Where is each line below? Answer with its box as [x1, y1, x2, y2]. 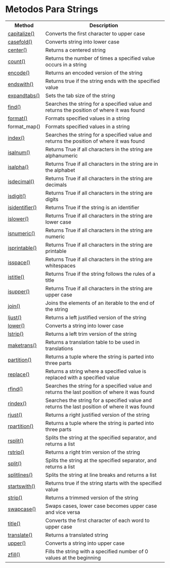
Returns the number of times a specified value [45, 55, 155, 62]
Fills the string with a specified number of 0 [45, 548, 148, 555]
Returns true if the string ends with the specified [45, 77, 160, 84]
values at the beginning [45, 554, 101, 561]
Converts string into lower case [45, 38, 120, 45]
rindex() [8, 400, 27, 407]
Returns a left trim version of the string [45, 330, 137, 337]
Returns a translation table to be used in [45, 338, 140, 345]
